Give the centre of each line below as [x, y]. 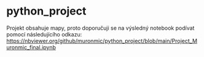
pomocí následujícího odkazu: [44, 34]
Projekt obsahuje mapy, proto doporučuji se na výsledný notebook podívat [100, 28]
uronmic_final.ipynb [31, 47]
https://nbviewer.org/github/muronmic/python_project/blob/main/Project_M [102, 41]
